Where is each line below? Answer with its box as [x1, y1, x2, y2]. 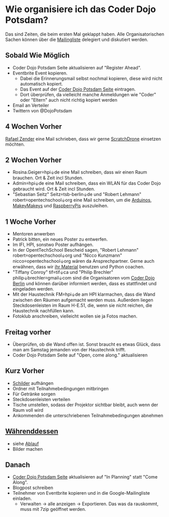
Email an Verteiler [12, 102, 49, 108]
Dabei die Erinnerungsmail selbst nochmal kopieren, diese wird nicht [20, 75, 162, 82]
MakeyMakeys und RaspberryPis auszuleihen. [12, 203, 108, 209]
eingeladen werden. [12, 286, 54, 292]
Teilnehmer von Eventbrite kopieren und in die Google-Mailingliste [12, 490, 150, 496]
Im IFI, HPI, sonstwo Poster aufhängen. [12, 242, 94, 248]
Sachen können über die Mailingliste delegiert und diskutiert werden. [5, 36, 149, 43]
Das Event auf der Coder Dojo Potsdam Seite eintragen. [20, 86, 136, 92]
